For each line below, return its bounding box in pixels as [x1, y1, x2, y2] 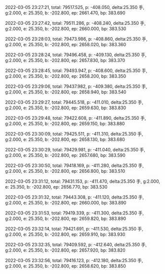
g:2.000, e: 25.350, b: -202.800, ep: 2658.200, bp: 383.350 [5, 73, 126, 79]
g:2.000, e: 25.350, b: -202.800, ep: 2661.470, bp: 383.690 [5, 10, 125, 16]
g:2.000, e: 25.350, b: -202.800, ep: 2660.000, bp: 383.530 [5, 26, 126, 31]
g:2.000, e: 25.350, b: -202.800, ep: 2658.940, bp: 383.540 [5, 89, 127, 95]
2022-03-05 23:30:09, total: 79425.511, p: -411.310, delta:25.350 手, [5, 131, 143, 137]
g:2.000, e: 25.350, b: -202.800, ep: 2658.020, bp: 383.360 [5, 42, 126, 47]
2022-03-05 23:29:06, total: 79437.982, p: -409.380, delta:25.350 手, [5, 83, 147, 89]
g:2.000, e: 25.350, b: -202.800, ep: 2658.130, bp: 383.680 [5, 137, 125, 142]
